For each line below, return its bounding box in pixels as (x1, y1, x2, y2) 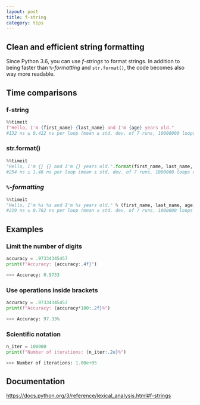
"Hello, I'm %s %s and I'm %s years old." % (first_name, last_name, (6, 202, 183, 208)
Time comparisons (6, 88, 77, 98)
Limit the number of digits (6, 242, 82, 251)
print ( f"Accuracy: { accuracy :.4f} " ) (6, 261, 97, 267)
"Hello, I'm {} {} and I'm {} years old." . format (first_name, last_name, (6, 163, 193, 169)
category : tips (6, 20, 44, 26)
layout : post (6, 8, 39, 15)
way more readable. (6, 70, 55, 78)
